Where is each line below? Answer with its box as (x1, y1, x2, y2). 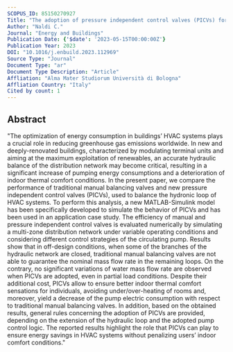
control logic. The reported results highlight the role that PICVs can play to (7, 324, 219, 332)
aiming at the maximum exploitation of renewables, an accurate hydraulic (7, 153, 216, 162)
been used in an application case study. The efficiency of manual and (7, 212, 206, 221)
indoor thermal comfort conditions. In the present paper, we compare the (7, 176, 216, 184)
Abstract (7, 113, 46, 125)
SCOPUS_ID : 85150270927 (7, 10, 76, 17)
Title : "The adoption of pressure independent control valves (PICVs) (7, 17, 216, 24)
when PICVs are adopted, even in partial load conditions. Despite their (7, 271, 207, 280)
